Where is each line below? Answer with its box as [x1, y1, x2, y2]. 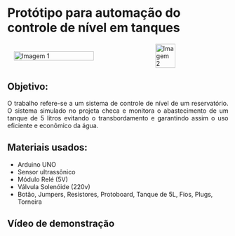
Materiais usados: [7, 141, 88, 153]
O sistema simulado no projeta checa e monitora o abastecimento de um [7, 106, 229, 115]
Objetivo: [7, 81, 49, 92]
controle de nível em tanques [7, 20, 180, 36]
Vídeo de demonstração [7, 218, 115, 230]
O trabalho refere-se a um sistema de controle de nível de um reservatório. [7, 99, 229, 107]
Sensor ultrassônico [17, 167, 76, 176]
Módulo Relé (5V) [17, 175, 69, 183]
